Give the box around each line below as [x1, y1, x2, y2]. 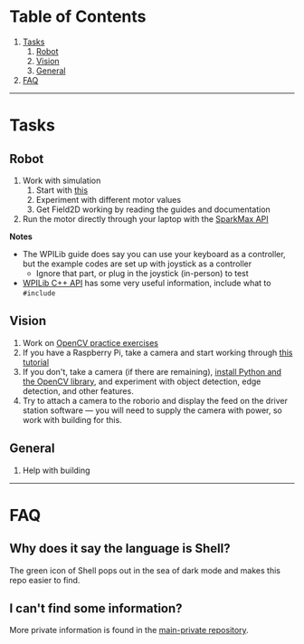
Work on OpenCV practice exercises [22, 337, 159, 348]
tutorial [22, 356, 50, 368]
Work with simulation [22, 175, 101, 186]
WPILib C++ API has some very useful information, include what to [22, 277, 271, 288]
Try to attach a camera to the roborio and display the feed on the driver [22, 395, 288, 406]
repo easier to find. [9, 574, 81, 585]
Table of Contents [9, 6, 147, 27]
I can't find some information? [9, 601, 183, 616]
